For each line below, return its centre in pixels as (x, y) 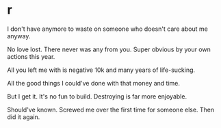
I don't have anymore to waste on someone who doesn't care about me (108, 29)
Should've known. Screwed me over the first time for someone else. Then (111, 110)
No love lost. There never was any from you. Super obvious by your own (109, 49)
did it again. (24, 117)
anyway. (19, 36)
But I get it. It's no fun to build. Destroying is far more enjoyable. (97, 96)
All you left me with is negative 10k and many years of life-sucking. (101, 70)
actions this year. (31, 56)
